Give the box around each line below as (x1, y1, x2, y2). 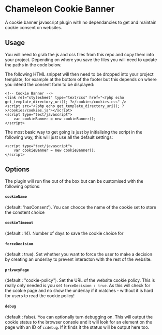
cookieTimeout (5, 221, 34, 225)
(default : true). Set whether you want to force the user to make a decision (5, 251, 152, 257)
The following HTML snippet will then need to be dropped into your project (5, 71, 154, 77)
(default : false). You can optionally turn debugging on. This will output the (5, 314, 153, 319)
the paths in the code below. (5, 62, 62, 67)
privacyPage (5, 268, 29, 272)
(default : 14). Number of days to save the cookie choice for (5, 230, 124, 236)
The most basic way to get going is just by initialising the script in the (5, 129, 143, 135)
